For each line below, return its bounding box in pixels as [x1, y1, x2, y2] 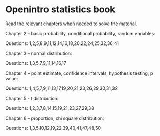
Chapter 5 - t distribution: [5, 95, 59, 101]
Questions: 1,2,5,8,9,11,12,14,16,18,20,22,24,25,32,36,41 [5, 40, 119, 47]
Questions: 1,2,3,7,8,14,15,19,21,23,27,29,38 [5, 105, 95, 111]
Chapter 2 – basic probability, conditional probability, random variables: [5, 30, 156, 36]
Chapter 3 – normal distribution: [5, 50, 73, 56]
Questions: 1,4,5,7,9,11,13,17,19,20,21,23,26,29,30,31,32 [5, 85, 118, 92]
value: [5, 75, 18, 81]
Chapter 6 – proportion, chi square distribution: [5, 115, 104, 121]
